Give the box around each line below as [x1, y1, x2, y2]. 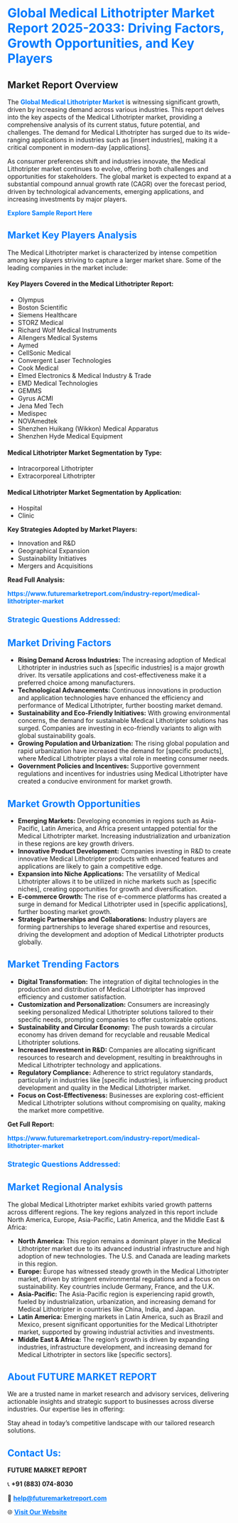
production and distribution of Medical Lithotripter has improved [17, 985, 206, 993]
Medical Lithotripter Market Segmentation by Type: [7, 448, 162, 457]
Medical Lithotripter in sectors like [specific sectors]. [17, 1350, 173, 1359]
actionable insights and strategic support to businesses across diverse [7, 1398, 215, 1406]
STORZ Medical [17, 319, 64, 327]
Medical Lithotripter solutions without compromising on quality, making [17, 1098, 226, 1107]
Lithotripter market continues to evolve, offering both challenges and [7, 165, 208, 173]
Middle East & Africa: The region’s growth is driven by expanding [17, 1335, 210, 1343]
